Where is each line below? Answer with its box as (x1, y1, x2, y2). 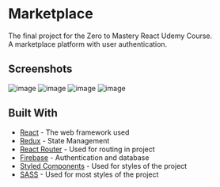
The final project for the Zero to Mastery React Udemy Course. (8, 31, 213, 40)
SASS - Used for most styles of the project (19, 170, 159, 179)
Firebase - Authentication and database (19, 152, 150, 162)
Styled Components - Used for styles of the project (19, 161, 188, 170)
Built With (8, 106, 58, 120)
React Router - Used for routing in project (19, 144, 156, 154)
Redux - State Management (19, 135, 110, 145)
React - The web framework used (19, 128, 130, 137)
